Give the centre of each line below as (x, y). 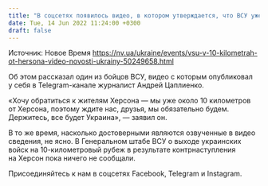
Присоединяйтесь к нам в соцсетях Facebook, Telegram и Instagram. (125, 174)
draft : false (30, 30)
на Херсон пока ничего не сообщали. (72, 158)
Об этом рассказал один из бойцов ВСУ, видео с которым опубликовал (131, 77)
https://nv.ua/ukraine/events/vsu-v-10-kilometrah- (175, 53)
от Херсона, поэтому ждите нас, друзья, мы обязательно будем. (119, 109)
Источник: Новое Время (49, 53)
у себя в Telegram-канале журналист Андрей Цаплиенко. (106, 85)
